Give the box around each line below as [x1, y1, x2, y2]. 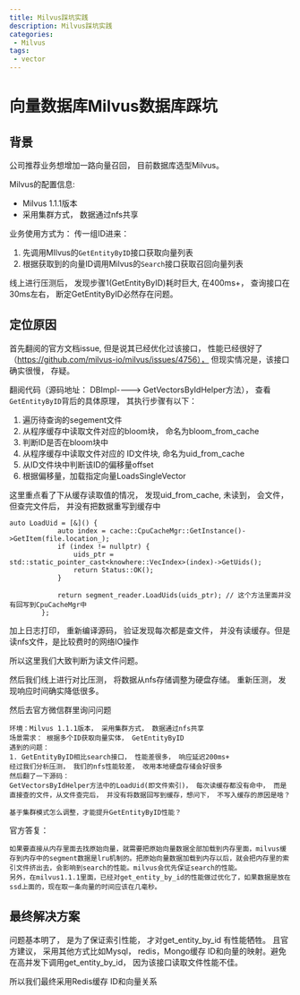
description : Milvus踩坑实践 [9, 21, 113, 30]
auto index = [56, 526, 106, 536]
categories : [9, 30, 54, 39]
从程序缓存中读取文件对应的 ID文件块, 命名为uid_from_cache [21, 448, 244, 459]
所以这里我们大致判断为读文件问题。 [9, 655, 143, 665]
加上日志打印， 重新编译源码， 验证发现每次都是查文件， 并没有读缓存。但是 [9, 624, 291, 636]
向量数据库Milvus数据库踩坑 [9, 96, 218, 116]
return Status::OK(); [73, 565, 154, 574]
